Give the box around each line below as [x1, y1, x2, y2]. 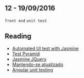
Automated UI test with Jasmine [12, 45, 79, 51]
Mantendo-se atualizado [12, 61, 64, 67]
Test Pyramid [12, 50, 40, 57]
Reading [5, 32, 31, 41]
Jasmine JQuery [12, 56, 47, 62]
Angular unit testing [12, 66, 54, 72]
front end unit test [5, 18, 47, 23]
